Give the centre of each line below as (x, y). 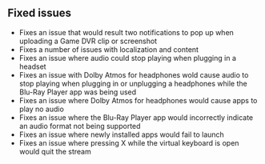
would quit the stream (55, 151)
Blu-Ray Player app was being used (78, 92)
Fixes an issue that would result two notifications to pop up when (126, 32)
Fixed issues (40, 13)
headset (32, 66)
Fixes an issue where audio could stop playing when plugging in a (128, 58)
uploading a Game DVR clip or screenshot (88, 41)
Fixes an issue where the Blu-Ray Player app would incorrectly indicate (136, 117)
